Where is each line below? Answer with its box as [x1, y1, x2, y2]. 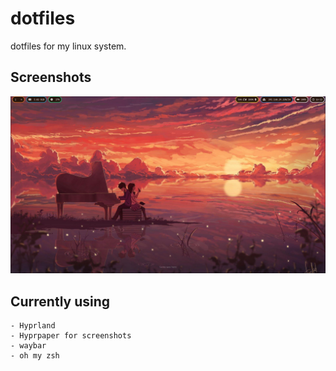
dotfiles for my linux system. [10, 40, 127, 52]
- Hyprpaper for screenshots [10, 331, 132, 341]
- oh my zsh [10, 351, 60, 361]
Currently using [10, 293, 111, 310]
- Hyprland [10, 321, 56, 331]
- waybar [10, 341, 47, 351]
